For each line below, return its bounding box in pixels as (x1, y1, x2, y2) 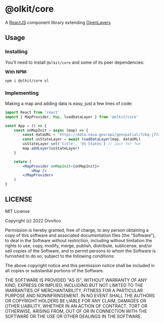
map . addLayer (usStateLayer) (22, 146, 80, 151)
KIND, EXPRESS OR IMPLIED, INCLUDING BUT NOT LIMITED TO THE (5, 282, 143, 288)
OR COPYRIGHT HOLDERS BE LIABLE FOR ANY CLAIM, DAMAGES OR (5, 298, 146, 304)
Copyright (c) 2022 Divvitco (5, 218, 61, 224)
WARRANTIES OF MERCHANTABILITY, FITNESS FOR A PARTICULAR (5, 287, 143, 293)
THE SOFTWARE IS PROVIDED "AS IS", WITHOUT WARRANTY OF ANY (5, 277, 147, 283)
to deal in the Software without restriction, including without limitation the (5, 237, 152, 243)
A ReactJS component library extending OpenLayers (5, 19, 111, 25)
